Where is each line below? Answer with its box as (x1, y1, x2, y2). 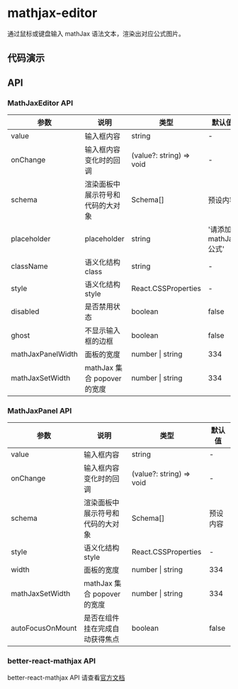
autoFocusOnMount (11, 623, 77, 633)
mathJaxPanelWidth (11, 349, 78, 359)
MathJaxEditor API (7, 98, 73, 108)
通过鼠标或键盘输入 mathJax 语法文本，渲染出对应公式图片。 (7, 29, 186, 38)
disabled (11, 307, 40, 316)
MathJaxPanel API (7, 406, 72, 416)
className (11, 261, 48, 271)
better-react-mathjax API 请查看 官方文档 (7, 673, 125, 682)
